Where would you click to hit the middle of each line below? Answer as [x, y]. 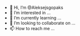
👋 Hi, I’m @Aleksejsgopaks [36, 8]
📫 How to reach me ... [32, 28]
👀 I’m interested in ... [30, 13]
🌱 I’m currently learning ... [35, 18]
